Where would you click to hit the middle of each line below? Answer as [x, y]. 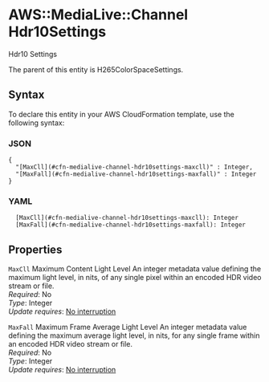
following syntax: [37, 123]
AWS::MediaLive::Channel [98, 15]
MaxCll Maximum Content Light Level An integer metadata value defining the [135, 269]
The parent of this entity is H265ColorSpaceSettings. [96, 69]
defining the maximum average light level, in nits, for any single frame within [134, 335]
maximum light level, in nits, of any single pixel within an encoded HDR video [135, 278]
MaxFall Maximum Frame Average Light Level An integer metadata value [128, 327]
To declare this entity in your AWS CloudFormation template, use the [121, 114]
